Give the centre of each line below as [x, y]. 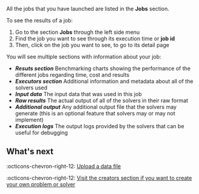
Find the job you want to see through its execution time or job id [95, 38]
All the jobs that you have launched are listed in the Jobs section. [88, 9]
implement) [29, 120]
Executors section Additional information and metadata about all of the [104, 81]
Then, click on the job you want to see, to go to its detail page [92, 45]
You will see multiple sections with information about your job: [84, 57]
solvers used [31, 88]
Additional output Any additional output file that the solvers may [96, 107]
